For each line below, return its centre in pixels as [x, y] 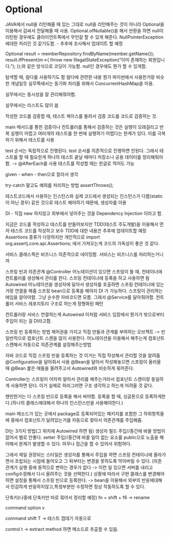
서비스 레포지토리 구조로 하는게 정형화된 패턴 [59, 304]
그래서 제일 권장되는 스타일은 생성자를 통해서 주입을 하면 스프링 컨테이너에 [79, 455]
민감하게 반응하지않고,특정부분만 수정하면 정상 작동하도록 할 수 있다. [78, 486]
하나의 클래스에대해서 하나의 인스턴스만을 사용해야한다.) [68, 402]
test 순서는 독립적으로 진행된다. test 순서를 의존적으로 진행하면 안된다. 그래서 [82, 151]
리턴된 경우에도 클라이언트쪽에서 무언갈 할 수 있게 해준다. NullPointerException [84, 37]
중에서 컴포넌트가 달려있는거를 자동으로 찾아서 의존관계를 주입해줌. [77, 420]
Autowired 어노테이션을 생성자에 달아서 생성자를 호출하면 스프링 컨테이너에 [80, 284]
